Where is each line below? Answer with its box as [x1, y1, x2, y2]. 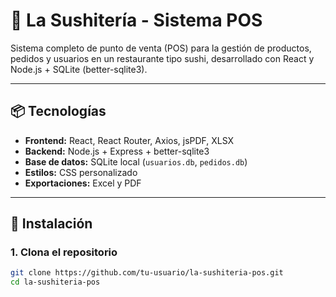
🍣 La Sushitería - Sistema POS [10, 9, 263, 32]
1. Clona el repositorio [10, 245, 118, 259]
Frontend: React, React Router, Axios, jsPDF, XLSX [24, 134, 235, 146]
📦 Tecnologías [10, 103, 107, 120]
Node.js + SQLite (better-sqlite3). [10, 63, 148, 75]
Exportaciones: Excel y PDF [24, 177, 142, 189]
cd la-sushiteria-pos [10, 277, 101, 288]
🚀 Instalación [10, 215, 93, 233]
